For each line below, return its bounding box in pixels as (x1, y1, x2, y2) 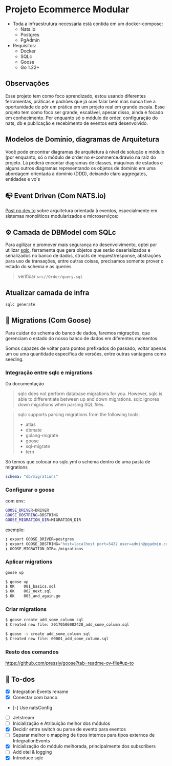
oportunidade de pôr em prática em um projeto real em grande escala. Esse (5, 104, 165, 110)
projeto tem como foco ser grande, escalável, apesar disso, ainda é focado (5, 109, 164, 115)
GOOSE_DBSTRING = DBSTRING (5, 513, 58, 518)
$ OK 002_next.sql (5, 589, 52, 594)
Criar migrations (5, 606, 47, 612)
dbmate (25, 426, 42, 433)
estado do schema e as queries (5, 264, 72, 270)
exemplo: (5, 527, 25, 533)
